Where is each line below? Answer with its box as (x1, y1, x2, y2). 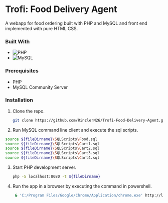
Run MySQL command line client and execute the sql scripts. (12, 127, 138, 133)
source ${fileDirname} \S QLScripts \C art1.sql (5, 141, 100, 146)
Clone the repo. (12, 108, 45, 114)
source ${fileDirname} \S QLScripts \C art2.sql (5, 146, 100, 151)
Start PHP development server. (12, 164, 77, 170)
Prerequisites (5, 67, 39, 74)
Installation (5, 96, 34, 104)
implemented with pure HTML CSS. (5, 25, 78, 31)
